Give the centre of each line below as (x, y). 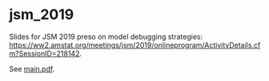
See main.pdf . (32, 68)
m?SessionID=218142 (44, 53)
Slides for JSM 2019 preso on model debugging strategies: (106, 37)
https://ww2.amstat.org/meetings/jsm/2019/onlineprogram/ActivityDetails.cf (135, 44)
